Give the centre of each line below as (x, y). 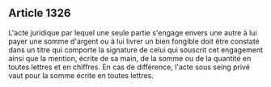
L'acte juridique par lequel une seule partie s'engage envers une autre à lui (133, 32)
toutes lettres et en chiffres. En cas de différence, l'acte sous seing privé (129, 67)
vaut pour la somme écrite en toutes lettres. (81, 75)
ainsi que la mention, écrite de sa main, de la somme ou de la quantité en (130, 58)
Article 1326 (40, 13)
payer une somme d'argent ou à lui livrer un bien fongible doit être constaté (134, 41)
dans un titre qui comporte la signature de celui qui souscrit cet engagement (136, 50)
